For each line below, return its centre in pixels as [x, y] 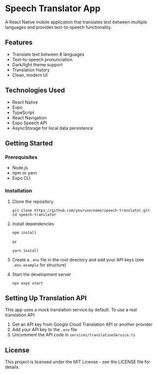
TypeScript [23, 112]
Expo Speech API [29, 123]
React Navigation [29, 118]
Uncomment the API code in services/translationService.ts [74, 335]
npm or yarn [24, 173]
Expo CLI [21, 178]
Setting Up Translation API [46, 298]
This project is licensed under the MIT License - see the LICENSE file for [78, 362]
